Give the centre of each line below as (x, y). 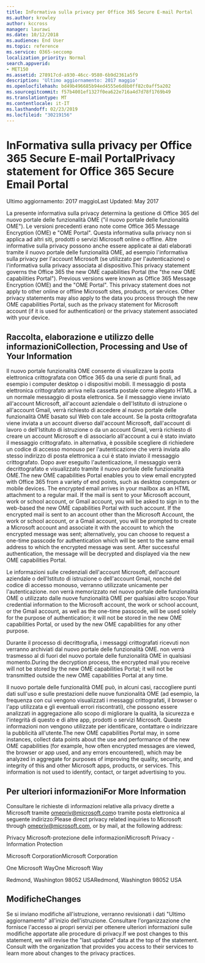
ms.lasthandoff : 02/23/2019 (42, 109)
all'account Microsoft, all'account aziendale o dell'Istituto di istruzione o (97, 404)
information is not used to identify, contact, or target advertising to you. (96, 772)
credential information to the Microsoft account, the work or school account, (102, 605)
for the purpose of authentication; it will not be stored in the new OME (94, 618)
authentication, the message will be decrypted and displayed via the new (99, 554)
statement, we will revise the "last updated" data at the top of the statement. (102, 940)
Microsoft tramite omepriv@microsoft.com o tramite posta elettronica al (96, 813)
